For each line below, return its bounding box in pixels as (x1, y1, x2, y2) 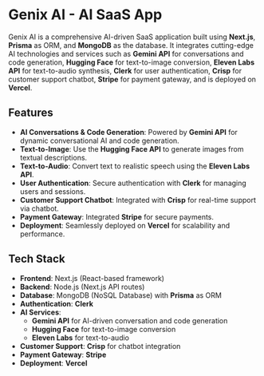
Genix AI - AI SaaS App (8, 6, 163, 24)
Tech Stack (8, 252, 65, 266)
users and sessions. (19, 186, 86, 196)
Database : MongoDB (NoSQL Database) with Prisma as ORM (19, 290, 222, 300)
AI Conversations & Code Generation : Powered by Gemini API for (19, 127, 238, 137)
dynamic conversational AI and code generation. (19, 136, 179, 145)
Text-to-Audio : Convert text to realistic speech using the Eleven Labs (19, 161, 250, 171)
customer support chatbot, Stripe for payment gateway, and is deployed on (8, 74, 257, 84)
